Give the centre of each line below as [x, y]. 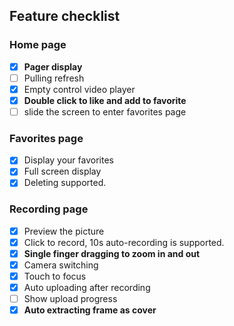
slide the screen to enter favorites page [105, 111]
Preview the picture [64, 231]
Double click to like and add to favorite [105, 100]
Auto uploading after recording [87, 288]
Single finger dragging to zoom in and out [112, 253]
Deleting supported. [65, 183]
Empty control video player [79, 89]
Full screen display [62, 171]
